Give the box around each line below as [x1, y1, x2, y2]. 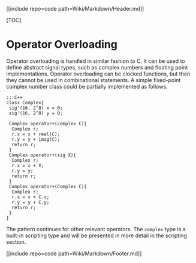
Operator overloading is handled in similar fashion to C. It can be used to [6, 57, 185, 65]
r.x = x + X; [11, 162, 44, 168]
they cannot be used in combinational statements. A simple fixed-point [6, 76, 181, 83]
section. [6, 238, 26, 245]
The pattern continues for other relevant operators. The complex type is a [6, 225, 186, 232]
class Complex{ [6, 99, 44, 105]
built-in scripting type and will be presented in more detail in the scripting [6, 232, 188, 239]
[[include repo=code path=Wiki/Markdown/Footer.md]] [6, 250, 142, 257]
